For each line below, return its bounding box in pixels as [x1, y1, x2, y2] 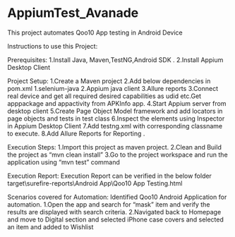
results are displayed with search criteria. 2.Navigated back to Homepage [7, 207, 222, 216]
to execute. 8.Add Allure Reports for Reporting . [7, 129, 145, 138]
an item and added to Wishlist [7, 222, 94, 231]
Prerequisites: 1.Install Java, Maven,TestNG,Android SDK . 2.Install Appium [7, 55, 224, 64]
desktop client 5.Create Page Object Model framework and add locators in [7, 107, 223, 115]
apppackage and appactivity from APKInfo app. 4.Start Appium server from [7, 99, 227, 107]
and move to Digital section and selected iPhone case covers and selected [7, 215, 224, 224]
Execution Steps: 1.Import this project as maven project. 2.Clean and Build [7, 142, 222, 151]
